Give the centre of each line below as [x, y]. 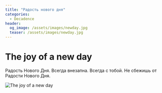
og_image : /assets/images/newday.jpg [49, 28]
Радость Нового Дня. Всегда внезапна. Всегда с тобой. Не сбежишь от [81, 70]
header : [13, 23]
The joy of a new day [49, 57]
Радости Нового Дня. [28, 76]
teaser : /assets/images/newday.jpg [46, 32]
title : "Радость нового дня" [35, 10]
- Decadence [22, 19]
